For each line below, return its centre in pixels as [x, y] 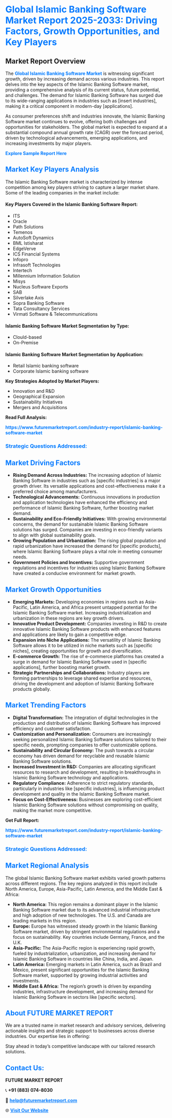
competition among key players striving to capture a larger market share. [82, 187]
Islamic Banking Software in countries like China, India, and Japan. [83, 959]
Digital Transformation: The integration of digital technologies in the [85, 718]
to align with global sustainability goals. [54, 535]
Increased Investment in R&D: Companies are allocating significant [84, 766]
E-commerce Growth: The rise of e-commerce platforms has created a [88, 656]
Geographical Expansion [39, 397]
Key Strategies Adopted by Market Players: [52, 381]
